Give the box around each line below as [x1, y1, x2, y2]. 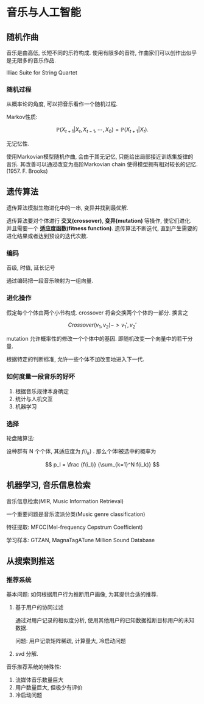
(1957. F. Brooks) [6, 167, 48, 175]
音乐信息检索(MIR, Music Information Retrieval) [6, 497, 124, 504]
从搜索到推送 [6, 556, 55, 566]
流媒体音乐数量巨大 [15, 676, 64, 684]
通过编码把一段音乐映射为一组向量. [6, 277, 94, 285]
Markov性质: [6, 114, 38, 121]
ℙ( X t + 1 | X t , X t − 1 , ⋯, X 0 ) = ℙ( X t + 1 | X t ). [55, 126, 149, 135]
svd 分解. [15, 650, 38, 658]
